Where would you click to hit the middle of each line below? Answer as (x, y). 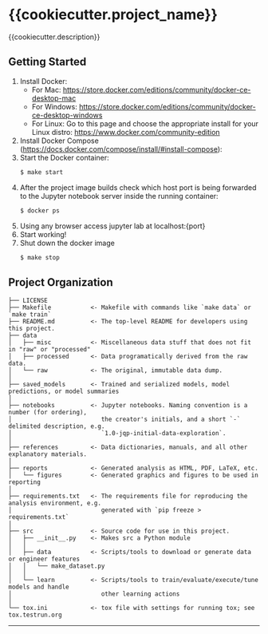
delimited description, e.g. (57, 426)
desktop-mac (54, 98)
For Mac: (46, 89)
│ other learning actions (94, 594)
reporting (25, 482)
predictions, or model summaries (64, 392)
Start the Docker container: (64, 157)
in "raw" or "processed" (49, 350)
